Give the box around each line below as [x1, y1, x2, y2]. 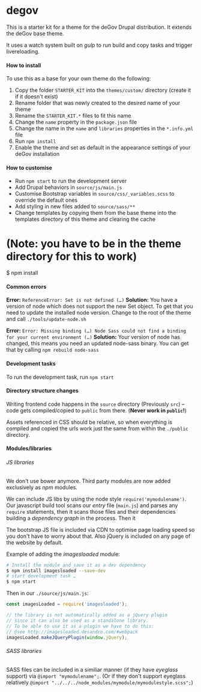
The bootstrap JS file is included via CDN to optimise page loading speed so [6, 526, 195, 533]
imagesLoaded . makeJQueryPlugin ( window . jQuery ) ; [6, 634, 128, 640]
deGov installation [14, 151, 60, 158]
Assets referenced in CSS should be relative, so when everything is [6, 418, 173, 426]
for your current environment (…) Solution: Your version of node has [6, 334, 181, 341]
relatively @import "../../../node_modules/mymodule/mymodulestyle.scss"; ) [6, 679, 194, 686]
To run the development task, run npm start [6, 373, 114, 381]
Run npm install [14, 137, 56, 145]
